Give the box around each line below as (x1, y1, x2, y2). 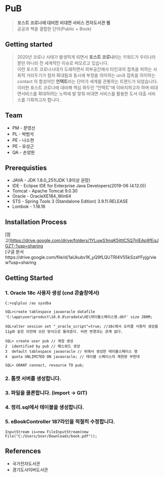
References (5, 447, 41, 455)
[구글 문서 (5, 249, 24, 255)
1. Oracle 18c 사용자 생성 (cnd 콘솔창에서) (5, 289, 99, 296)
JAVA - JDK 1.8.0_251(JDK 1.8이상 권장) (12, 177, 91, 183)
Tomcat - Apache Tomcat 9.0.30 (12, 188, 78, 194)
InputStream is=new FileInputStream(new (5, 429, 89, 434)
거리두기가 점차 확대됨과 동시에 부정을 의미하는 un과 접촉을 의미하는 (26, 72, 156, 78)
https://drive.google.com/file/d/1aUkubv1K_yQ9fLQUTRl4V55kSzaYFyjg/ (5, 254, 151, 260)
